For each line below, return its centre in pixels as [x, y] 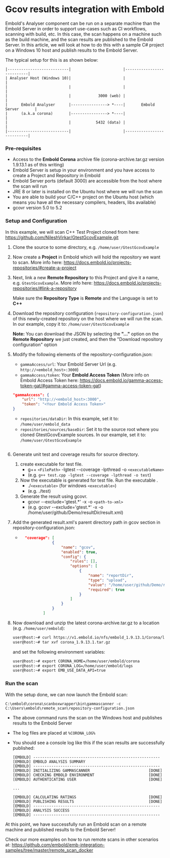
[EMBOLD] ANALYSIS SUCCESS [41, 810]
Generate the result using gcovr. [54, 496]
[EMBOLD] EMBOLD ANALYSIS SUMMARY [49, 762]
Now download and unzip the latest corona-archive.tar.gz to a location [86, 623]
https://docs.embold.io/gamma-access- [121, 380]
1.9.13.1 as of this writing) [38, 165]
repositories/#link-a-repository [45, 288]
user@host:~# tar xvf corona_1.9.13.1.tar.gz [61, 642]
